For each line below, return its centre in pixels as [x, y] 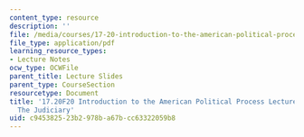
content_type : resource [54, 18]
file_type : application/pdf [62, 43]
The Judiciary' [46, 110]
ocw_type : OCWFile [44, 68]
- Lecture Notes [40, 59]
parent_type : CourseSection [62, 85]
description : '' [40, 26]
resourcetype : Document [54, 93]
